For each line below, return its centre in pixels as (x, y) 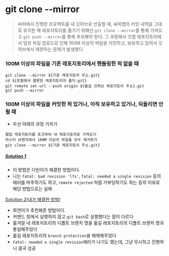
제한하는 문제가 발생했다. (60, 49)
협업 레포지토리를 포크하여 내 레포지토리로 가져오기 (51, 134)
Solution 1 (16, 156)
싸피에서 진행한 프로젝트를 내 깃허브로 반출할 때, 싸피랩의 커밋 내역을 (85, 24)
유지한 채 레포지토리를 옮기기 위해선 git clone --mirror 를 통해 (86, 30)
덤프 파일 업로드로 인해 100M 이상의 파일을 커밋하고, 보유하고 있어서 (90, 43)
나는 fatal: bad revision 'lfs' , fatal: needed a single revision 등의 (87, 176)
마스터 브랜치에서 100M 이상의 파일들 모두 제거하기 (51, 140)
